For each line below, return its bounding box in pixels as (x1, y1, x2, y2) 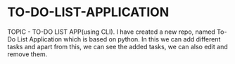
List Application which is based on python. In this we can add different (17, 34, 221, 43)
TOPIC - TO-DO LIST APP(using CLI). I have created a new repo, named (7, 27, 216, 36)
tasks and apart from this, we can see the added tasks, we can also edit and (7, 42, 228, 51)
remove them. (7, 50, 48, 58)
